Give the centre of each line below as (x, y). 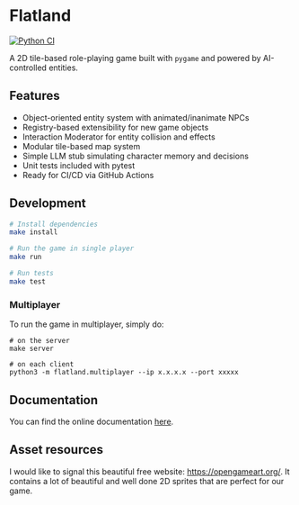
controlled (28, 68)
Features (35, 96)
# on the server (40, 341)
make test (28, 281)
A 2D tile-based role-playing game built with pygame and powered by (136, 58)
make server (31, 349)
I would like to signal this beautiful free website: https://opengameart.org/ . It (149, 471)
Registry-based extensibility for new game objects (115, 127)
